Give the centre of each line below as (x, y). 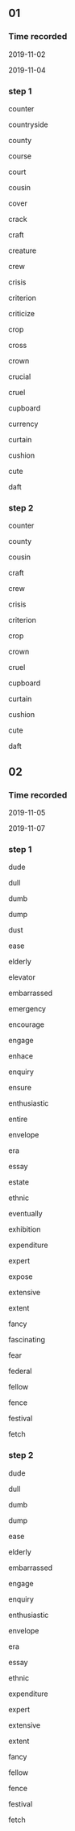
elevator (22, 977)
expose (21, 1276)
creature (23, 250)
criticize (21, 313)
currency (23, 424)
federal (20, 1371)
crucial (20, 376)
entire (18, 1119)
